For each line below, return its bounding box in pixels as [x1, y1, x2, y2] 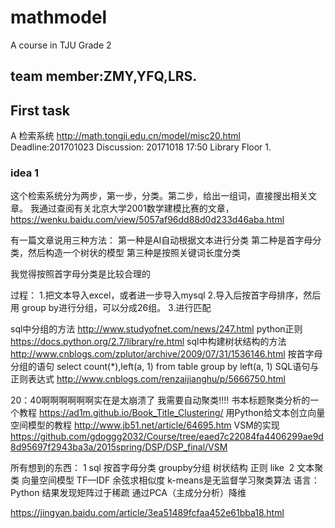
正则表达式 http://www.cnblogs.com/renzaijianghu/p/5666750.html [10, 373, 286, 385]
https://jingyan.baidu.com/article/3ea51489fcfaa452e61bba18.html [10, 507, 285, 519]
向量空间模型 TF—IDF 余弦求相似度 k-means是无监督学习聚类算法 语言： [21, 474, 320, 486]
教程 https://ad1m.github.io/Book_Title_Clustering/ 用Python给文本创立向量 [18, 407, 326, 419]
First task [10, 102, 70, 119]
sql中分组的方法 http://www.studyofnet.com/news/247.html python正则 [10, 323, 303, 335]
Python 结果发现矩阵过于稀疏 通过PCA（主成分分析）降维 [10, 487, 247, 499]
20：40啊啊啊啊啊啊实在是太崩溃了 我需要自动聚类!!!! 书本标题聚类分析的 [10, 394, 311, 406]
